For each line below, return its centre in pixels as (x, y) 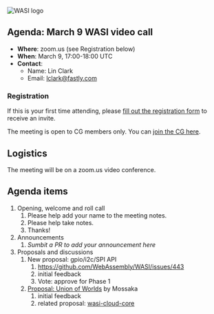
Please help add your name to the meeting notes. (97, 215)
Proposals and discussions (55, 252)
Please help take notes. (61, 222)
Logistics (27, 153)
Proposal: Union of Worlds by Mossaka (83, 289)
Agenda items (38, 192)
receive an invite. (31, 118)
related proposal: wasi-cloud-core (86, 303)
